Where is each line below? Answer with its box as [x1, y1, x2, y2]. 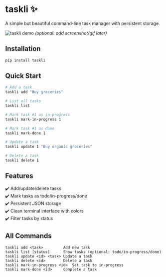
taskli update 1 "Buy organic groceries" [5, 144, 93, 149]
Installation [5, 44, 41, 53]
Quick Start [5, 71, 41, 80]
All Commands [5, 231, 52, 240]
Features [5, 171, 33, 180]
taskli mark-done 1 [5, 130, 46, 135]
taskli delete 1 [5, 158, 39, 163]
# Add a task [5, 85, 32, 90]
